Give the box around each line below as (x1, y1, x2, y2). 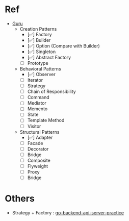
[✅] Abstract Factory (27, 54, 71, 60)
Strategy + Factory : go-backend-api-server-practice (12, 209, 124, 215)
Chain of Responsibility (27, 88, 76, 95)
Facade (27, 140, 43, 146)
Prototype (27, 60, 49, 66)
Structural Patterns (19, 129, 60, 135)
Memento (27, 106, 48, 112)
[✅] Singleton (27, 48, 56, 55)
